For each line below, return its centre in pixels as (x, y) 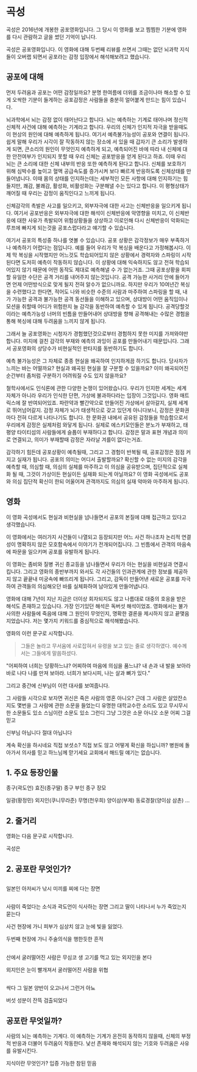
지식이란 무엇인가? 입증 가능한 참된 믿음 (51, 1063)
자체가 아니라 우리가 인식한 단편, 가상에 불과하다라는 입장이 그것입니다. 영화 (92, 395)
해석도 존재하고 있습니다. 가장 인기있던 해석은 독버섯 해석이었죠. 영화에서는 (92, 606)
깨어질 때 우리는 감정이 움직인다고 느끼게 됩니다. (61, 193)
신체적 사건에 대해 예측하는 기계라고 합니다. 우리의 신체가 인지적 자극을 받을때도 (97, 126)
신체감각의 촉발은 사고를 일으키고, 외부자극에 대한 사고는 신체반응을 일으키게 (93, 205)
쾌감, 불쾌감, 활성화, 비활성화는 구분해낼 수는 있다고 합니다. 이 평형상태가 (106, 185)
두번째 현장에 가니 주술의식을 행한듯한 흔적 (55, 939)
